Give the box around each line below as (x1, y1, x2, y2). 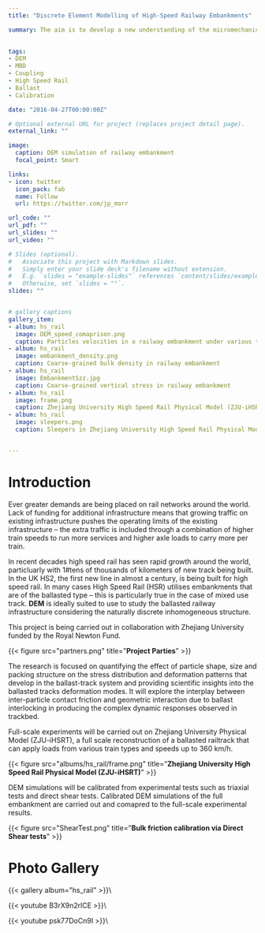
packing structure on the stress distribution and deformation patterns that (8, 669, 248, 679)
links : (8, 170, 30, 178)
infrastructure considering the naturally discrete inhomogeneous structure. (8, 607, 251, 616)
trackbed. (8, 711, 39, 721)
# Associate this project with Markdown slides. (8, 257, 178, 265)
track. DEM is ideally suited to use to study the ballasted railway (8, 598, 216, 608)
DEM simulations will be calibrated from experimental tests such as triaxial (8, 782, 250, 792)
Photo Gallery (8, 859, 100, 877)
